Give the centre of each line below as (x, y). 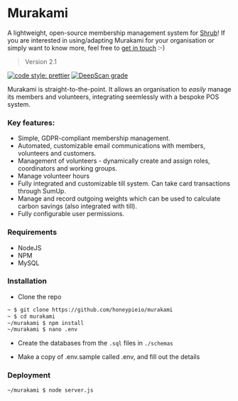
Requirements (32, 232)
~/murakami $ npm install (45, 323)
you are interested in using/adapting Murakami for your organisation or (111, 40)
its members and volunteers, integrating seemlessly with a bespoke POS (113, 97)
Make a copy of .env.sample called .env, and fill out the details (109, 357)
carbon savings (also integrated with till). (77, 206)
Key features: (31, 122)
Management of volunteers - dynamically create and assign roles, (114, 161)
